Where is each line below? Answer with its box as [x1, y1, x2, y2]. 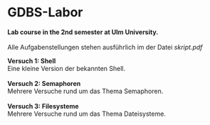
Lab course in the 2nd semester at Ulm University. [7, 28, 159, 36]
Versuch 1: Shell [7, 56, 56, 65]
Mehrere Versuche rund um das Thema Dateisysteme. [7, 109, 166, 118]
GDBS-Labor [7, 4, 83, 21]
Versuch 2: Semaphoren [7, 79, 81, 87]
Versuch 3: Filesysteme [7, 102, 80, 110]
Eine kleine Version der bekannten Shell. [7, 64, 126, 72]
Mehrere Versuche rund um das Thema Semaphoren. [7, 87, 164, 95]
